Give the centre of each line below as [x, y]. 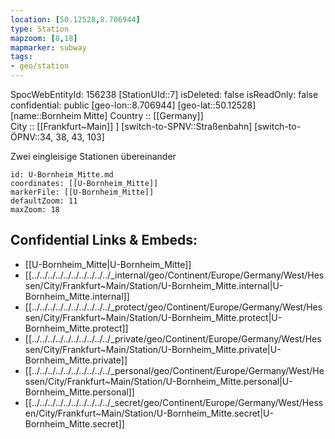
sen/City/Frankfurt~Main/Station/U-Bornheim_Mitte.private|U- [153, 349]
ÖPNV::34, [32, 137]
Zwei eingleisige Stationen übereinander [93, 156]
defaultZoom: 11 [44, 201]
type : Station [40, 29]
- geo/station [40, 66]
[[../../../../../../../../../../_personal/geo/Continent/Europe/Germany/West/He [174, 370]
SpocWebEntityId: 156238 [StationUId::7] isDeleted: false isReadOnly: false [164, 94]
